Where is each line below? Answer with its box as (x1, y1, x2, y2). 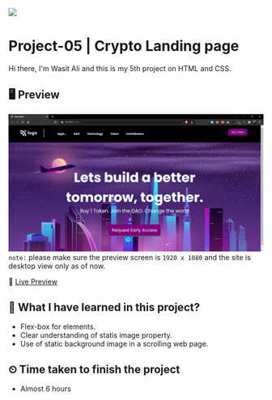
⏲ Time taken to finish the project (8, 362, 181, 376)
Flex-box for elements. (19, 322, 96, 331)
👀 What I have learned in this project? (8, 300, 201, 314)
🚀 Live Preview (8, 277, 58, 287)
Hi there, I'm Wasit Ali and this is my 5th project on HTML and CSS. (8, 63, 232, 73)
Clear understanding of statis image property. (19, 331, 172, 340)
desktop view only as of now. (8, 261, 106, 271)
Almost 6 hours (19, 384, 71, 394)
